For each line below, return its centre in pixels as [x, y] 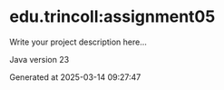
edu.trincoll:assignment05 [112, 17]
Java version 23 [39, 59]
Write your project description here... [78, 42]
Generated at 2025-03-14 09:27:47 [75, 77]
